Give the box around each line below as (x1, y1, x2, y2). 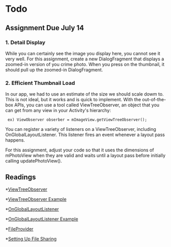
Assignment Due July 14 (5, 24, 84, 32)
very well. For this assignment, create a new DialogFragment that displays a (5, 56, 164, 62)
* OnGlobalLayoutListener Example (5, 216, 78, 222)
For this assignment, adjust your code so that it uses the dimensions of (5, 147, 154, 153)
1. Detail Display (5, 39, 45, 46)
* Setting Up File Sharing (5, 236, 57, 242)
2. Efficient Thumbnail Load (5, 79, 76, 86)
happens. (5, 137, 26, 143)
